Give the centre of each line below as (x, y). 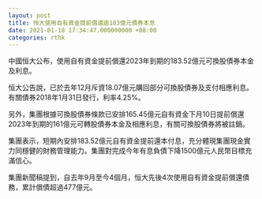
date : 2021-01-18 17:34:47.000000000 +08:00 (82, 30)
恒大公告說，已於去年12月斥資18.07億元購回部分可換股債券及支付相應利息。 (131, 88)
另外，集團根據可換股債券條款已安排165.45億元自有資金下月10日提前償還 (126, 115)
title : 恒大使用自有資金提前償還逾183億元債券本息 (82, 23)
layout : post (30, 15)
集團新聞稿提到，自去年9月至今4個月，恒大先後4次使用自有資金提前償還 (125, 178)
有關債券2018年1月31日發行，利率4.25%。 (77, 98)
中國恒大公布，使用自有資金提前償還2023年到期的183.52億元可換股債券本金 (131, 61)
